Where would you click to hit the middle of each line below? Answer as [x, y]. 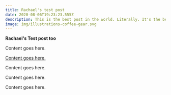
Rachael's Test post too [31, 38]
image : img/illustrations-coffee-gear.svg [51, 24]
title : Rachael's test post [35, 10]
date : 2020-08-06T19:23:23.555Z [39, 15]
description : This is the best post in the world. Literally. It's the [83, 19]
